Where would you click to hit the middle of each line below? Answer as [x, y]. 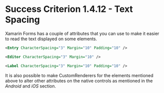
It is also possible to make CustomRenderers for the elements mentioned [79, 75]
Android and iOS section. [30, 86]
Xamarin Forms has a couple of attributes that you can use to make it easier [82, 33]
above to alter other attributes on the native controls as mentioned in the [79, 81]
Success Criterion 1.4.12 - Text [69, 9]
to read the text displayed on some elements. [51, 39]
